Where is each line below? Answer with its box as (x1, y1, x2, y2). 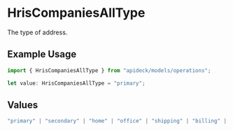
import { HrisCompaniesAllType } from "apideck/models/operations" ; (7, 67, 211, 74)
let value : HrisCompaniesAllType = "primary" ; (7, 79, 146, 87)
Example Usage (7, 48, 77, 60)
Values (7, 99, 38, 111)
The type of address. (7, 28, 68, 36)
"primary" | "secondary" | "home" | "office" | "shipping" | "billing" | (7, 118, 227, 125)
